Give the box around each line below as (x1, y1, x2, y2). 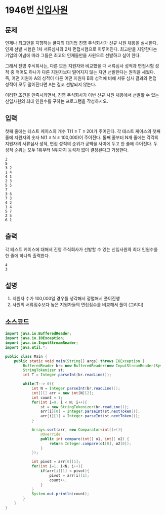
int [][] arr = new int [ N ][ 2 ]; (31, 390, 94, 395)
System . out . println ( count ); (31, 492, 90, 497)
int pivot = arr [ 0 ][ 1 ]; (31, 459, 81, 464)
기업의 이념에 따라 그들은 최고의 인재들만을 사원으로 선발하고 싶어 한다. (5, 53, 141, 58)
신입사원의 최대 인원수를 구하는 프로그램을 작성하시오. (5, 98, 108, 104)
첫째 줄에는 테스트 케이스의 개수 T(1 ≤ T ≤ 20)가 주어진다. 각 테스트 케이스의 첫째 (5, 128, 161, 134)
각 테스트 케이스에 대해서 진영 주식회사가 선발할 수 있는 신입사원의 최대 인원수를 (5, 246, 158, 252)
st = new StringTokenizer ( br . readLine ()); (40, 404, 129, 409)
